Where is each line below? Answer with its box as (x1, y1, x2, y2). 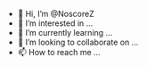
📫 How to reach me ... (17, 47, 101, 57)
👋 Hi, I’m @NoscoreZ (17, 9, 95, 19)
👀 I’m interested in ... (17, 18, 94, 29)
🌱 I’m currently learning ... (17, 28, 113, 37)
